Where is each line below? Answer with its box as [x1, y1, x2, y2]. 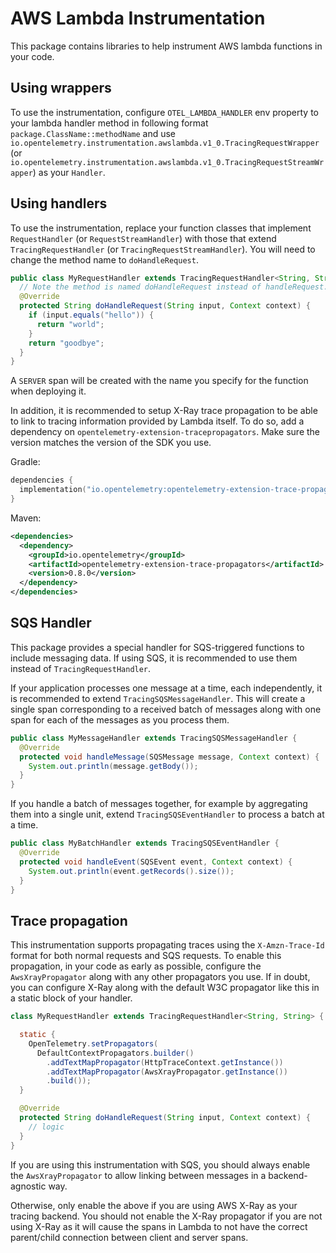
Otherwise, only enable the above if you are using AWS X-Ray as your [10, 1199, 298, 1211]
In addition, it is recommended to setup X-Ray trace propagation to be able [10, 405, 318, 417]
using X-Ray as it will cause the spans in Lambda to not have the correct [10, 1220, 308, 1232]
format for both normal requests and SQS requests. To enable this [10, 950, 282, 962]
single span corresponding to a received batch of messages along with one [10, 703, 322, 715]
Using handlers [10, 195, 108, 212]
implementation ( [19, 485, 87, 495]
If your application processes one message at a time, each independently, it [10, 682, 323, 694]
